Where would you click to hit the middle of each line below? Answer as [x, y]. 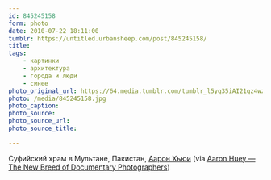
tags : [17, 53]
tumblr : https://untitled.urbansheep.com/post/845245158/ [108, 38]
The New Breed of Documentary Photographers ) [90, 167]
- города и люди [50, 76]
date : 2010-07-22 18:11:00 [54, 31]
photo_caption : [34, 106]
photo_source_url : [39, 121]
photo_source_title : [43, 128]
